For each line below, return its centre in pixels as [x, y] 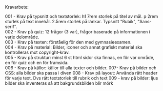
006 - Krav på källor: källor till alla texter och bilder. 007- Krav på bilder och [81, 68]
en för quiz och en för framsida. [37, 63]
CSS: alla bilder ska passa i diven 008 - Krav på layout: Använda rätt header [81, 73]
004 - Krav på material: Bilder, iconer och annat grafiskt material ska [74, 47]
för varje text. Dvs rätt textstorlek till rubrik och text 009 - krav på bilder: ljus [81, 78]
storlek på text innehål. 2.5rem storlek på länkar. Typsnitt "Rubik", [71, 22]
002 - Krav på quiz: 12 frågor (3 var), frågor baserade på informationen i [78, 32]
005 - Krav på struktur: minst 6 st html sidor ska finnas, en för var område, [80, 57]
